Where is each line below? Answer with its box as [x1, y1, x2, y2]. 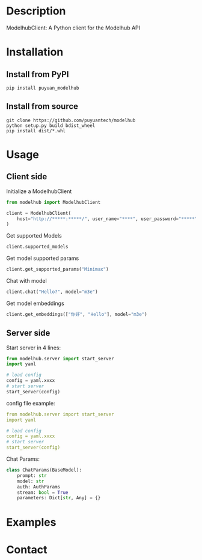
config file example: [6, 399, 55, 407]
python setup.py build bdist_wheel [6, 122, 96, 129]
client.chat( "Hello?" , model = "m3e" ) [6, 289, 98, 295]
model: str [17, 478, 44, 484]
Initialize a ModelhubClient [6, 188, 72, 195]
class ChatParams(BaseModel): [6, 467, 82, 473]
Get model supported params [6, 254, 79, 262]
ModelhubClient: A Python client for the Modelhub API [6, 24, 141, 31]
